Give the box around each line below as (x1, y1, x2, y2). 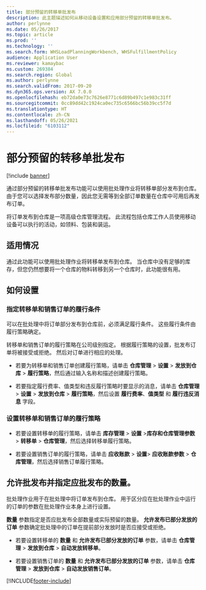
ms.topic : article (6, 32, 53, 38)
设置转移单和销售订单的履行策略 (6, 415, 101, 423)
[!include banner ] (6, 172, 50, 180)
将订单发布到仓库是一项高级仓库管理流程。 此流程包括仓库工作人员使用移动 (6, 213, 196, 221)
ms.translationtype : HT (6, 105, 67, 112)
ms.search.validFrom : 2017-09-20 (6, 83, 92, 90)
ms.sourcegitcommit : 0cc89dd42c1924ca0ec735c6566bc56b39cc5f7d (6, 100, 172, 106)
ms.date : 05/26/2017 (6, 26, 59, 33)
